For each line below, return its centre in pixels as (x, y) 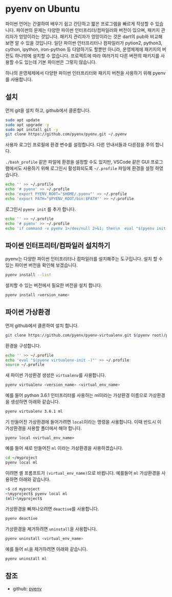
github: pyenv (27, 588)
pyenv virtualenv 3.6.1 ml (34, 412)
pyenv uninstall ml (26, 559)
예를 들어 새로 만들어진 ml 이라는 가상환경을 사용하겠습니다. (64, 448)
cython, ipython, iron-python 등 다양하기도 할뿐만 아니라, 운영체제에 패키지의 (83, 49)
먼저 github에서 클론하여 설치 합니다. (42, 325)
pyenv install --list (28, 275)
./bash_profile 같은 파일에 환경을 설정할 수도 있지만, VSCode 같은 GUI (78, 162)
